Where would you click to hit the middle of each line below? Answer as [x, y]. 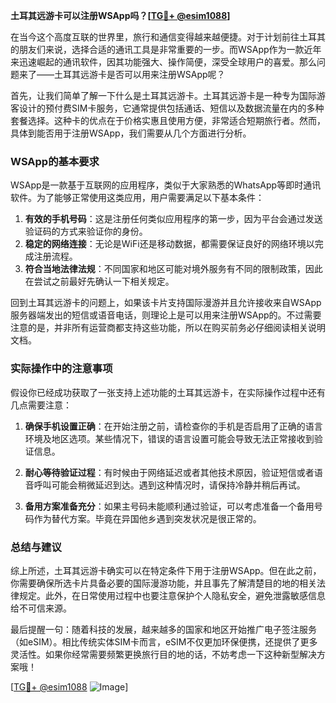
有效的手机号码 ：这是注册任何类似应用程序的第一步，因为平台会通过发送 [173, 219]
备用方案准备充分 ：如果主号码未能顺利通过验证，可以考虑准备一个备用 [169, 506]
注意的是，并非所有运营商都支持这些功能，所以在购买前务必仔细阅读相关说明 [168, 328]
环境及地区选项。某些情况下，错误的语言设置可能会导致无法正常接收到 [169, 438]
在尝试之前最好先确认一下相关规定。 [99, 281]
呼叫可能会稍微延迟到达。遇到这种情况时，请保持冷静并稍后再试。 [169, 485]
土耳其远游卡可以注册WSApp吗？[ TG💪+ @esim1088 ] [120, 15]
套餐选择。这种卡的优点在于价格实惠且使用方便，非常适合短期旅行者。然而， [168, 120]
